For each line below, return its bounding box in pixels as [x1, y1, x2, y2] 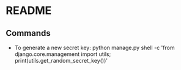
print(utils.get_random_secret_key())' [14, 57, 108, 64]
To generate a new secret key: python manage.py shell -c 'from [14, 44, 175, 51]
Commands [6, 28, 51, 38]
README [6, 4, 52, 18]
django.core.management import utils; [14, 51, 111, 58]
